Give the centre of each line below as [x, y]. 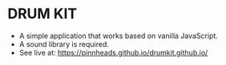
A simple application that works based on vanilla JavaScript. [118, 36]
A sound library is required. [64, 44]
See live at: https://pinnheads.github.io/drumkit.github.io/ [113, 52]
